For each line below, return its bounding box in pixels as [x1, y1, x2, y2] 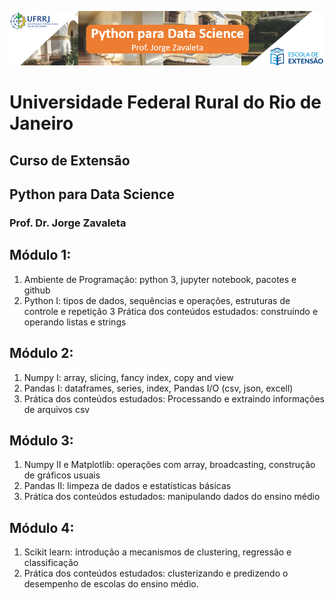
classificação [23, 557, 79, 569]
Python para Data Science [9, 186, 175, 203]
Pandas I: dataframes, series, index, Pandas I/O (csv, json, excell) [23, 382, 294, 394]
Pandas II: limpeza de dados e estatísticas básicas [23, 480, 232, 492]
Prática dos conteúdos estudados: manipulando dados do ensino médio [23, 491, 321, 503]
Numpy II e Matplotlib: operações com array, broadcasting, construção [23, 459, 316, 471]
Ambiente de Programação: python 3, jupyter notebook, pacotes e [23, 273, 297, 285]
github [23, 284, 51, 296]
